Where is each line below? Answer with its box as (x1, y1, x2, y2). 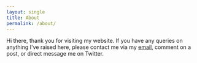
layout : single (6, 9, 45, 15)
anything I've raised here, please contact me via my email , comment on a (6, 43, 191, 51)
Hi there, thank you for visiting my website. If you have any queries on (6, 37, 183, 45)
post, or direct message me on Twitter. (6, 50, 104, 57)
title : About (6, 15, 40, 21)
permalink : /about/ (6, 20, 56, 26)
